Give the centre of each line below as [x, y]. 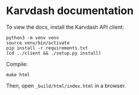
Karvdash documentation [70, 11]
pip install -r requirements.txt [47, 48]
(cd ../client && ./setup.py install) [54, 53]
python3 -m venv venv [33, 38]
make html [18, 74]
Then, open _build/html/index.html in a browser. [66, 86]
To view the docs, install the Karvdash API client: [65, 27]
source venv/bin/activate [38, 43]
